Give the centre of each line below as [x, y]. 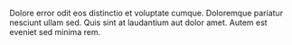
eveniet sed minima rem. [55, 32]
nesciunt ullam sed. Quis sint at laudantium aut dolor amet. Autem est [139, 22]
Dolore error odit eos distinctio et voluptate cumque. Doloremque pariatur [146, 13]
